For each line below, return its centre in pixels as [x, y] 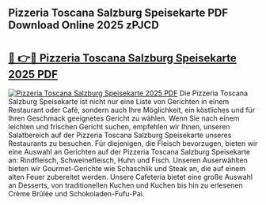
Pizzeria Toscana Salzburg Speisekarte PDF [118, 13]
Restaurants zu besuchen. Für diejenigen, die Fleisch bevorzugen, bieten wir [133, 143]
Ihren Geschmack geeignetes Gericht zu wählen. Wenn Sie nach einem [124, 118]
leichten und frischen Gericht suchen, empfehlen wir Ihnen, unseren [119, 127]
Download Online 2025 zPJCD [84, 26]
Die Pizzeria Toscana [213, 93]
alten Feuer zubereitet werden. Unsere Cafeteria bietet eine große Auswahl [131, 177]
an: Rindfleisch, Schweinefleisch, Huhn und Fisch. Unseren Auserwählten [128, 160]
